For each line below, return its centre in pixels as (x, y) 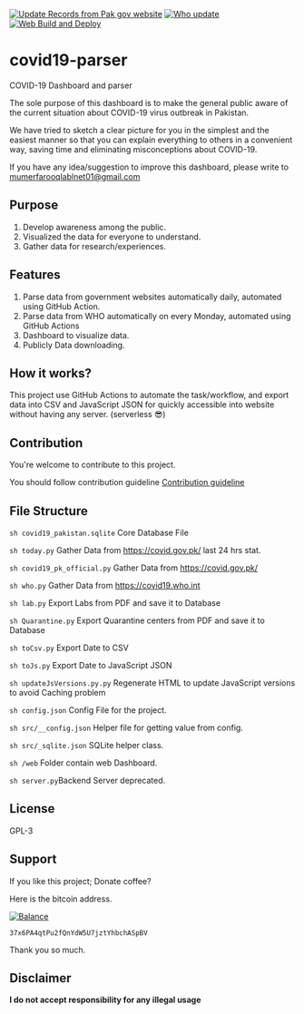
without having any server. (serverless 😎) (88, 414)
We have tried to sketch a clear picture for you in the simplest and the (139, 130)
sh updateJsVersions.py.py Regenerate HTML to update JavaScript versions (152, 683)
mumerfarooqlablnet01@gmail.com (75, 176)
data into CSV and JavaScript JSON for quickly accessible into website (142, 405)
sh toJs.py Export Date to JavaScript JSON (91, 665)
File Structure (49, 511)
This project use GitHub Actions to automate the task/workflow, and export (149, 395)
